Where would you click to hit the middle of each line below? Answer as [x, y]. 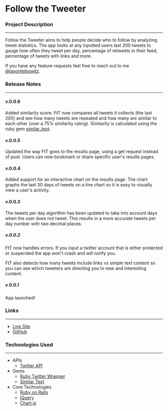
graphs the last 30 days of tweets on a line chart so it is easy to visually [79, 185]
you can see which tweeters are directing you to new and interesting [76, 268]
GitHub [20, 332]
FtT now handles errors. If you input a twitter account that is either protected [84, 248]
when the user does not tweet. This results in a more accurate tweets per [80, 218]
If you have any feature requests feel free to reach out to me [67, 66]
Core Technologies [32, 387]
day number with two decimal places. [44, 224]
